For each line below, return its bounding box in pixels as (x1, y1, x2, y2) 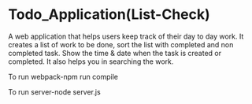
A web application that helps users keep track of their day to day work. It (8, 32, 244, 41)
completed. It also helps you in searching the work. (8, 57, 174, 66)
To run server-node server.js (8, 87, 101, 96)
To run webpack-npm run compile (8, 72, 119, 81)
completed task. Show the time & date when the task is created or (8, 48, 222, 58)
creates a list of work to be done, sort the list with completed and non (8, 39, 234, 49)
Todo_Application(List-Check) (8, 6, 210, 24)
